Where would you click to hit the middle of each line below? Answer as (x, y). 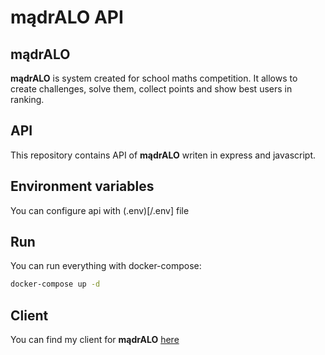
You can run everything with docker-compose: (106, 266)
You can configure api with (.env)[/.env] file (100, 210)
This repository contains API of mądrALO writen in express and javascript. (163, 155)
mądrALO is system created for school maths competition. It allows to (154, 78)
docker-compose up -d (55, 284)
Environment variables (82, 186)
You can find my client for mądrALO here (95, 340)
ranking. (27, 99)
